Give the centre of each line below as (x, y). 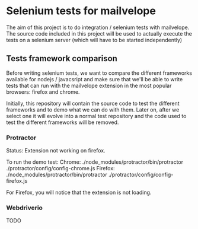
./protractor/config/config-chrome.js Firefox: (60, 168)
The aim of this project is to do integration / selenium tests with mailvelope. (98, 27)
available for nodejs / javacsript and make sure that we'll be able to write (95, 79)
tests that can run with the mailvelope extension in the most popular (89, 85)
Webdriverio (25, 208)
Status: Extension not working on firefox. (56, 151)
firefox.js (17, 181)
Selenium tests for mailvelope (81, 11)
